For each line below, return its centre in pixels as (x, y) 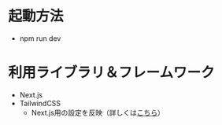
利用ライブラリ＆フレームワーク (111, 73)
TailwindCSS (40, 103)
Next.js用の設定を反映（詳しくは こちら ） (98, 112)
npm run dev (40, 38)
